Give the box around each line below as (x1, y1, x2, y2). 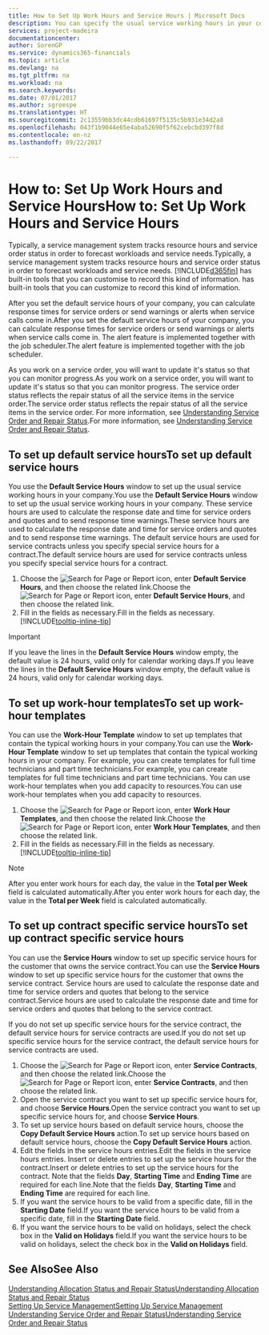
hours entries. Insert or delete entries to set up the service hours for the (19, 1154, 257, 1164)
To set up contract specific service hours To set (8, 919, 248, 933)
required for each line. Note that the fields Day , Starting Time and (19, 1180, 236, 1189)
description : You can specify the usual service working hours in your (8, 19, 252, 27)
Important (8, 632, 41, 642)
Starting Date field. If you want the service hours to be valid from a (19, 1205, 240, 1215)
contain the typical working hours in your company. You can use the (8, 739, 231, 748)
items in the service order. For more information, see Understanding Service (8, 408, 259, 417)
